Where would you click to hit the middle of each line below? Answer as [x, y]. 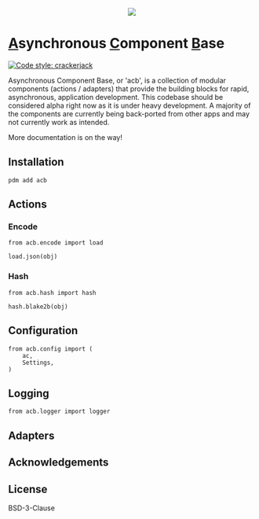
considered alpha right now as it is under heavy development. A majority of [129, 105]
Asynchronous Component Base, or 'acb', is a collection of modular [117, 80]
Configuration [43, 331]
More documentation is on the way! [66, 137]
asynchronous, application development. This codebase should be [116, 97]
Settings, [38, 363]
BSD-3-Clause [31, 508]
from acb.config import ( [50, 349]
